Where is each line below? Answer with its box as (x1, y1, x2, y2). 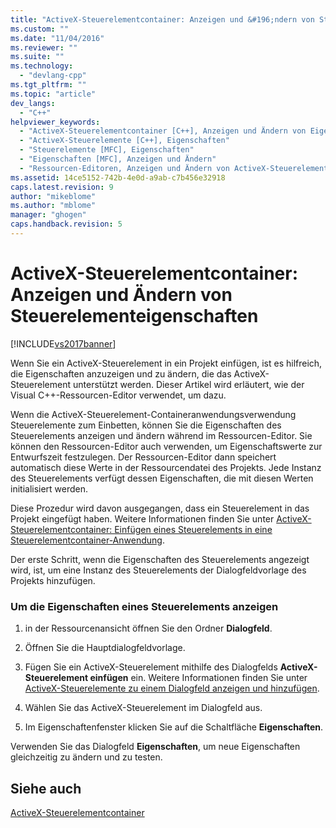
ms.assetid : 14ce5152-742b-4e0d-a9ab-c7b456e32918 (10, 172, 226, 183)
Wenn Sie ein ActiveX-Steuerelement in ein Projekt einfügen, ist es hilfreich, (10, 357, 323, 369)
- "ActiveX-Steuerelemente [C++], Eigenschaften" (19, 136, 230, 146)
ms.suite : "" (10, 52, 65, 62)
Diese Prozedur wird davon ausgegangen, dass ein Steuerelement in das (10, 502, 310, 514)
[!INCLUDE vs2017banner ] (10, 337, 117, 350)
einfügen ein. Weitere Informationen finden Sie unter (89, 672, 308, 684)
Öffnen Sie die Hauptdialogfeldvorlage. (24, 642, 186, 654)
